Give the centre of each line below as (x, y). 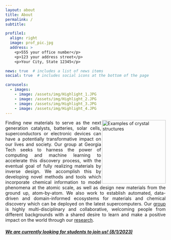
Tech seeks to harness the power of (53, 150)
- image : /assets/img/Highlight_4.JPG (55, 108)
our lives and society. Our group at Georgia (53, 144)
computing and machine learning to (53, 155)
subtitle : (16, 24)
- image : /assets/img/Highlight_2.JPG (55, 99)
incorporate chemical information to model (53, 182)
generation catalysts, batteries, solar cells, (53, 128)
